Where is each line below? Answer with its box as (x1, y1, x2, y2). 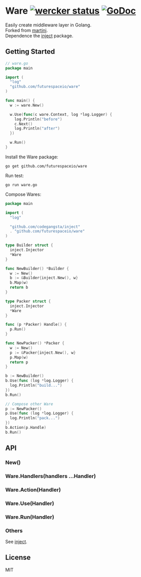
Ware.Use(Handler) (5, 500, 54, 507)
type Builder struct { (5, 243, 53, 248)
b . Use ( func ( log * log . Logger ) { (5, 378, 74, 383)
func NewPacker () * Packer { (5, 341, 65, 346)
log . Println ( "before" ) (14, 117, 62, 122)
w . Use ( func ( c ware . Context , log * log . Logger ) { (10, 112, 113, 117)
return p (10, 359, 28, 365)
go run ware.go (5, 182, 38, 187)
